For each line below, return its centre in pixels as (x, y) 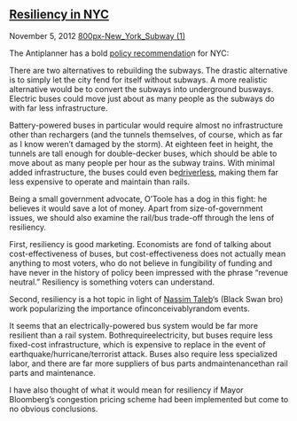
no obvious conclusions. (54, 409)
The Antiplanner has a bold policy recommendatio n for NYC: (119, 53)
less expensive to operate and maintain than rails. (100, 182)
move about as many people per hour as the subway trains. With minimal (142, 162)
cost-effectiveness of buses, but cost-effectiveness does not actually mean (148, 253)
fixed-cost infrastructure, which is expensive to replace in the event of (137, 344)
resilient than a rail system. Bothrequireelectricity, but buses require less (141, 335)
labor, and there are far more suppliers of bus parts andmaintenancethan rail (148, 363)
